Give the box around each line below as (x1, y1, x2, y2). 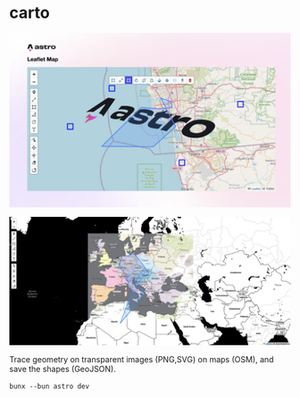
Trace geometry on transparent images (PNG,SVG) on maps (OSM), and (9, 354, 274, 365)
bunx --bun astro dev (9, 382, 90, 391)
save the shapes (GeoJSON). (9, 364, 116, 375)
